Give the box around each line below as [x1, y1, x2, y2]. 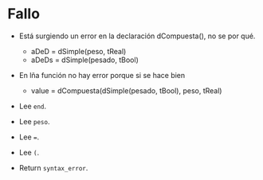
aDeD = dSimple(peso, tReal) [30, 46, 127, 56]
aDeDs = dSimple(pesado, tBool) [30, 55, 139, 65]
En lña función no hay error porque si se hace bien [18, 70, 186, 80]
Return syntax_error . [18, 162, 88, 172]
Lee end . [18, 101, 47, 111]
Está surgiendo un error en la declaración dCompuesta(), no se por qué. [18, 31, 256, 41]
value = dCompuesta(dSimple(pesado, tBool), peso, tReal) [30, 85, 222, 96]
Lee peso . [18, 116, 50, 126]
